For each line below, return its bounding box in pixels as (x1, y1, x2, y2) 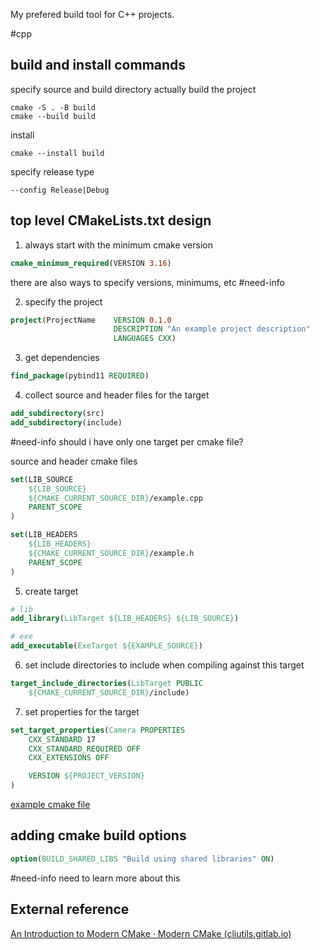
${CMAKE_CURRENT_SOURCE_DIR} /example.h (28, 548, 195, 558)
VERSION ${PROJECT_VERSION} (28, 771, 145, 781)
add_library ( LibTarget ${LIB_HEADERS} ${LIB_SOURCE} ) (10, 614, 240, 624)
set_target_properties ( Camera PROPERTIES (10, 725, 186, 735)
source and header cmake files (10, 455, 138, 467)
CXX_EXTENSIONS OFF (28, 753, 110, 763)
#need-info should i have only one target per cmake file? (10, 435, 244, 448)
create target (24, 585, 79, 597)
